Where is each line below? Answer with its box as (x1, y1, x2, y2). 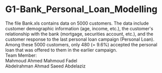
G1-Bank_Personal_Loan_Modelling (5, 4, 158, 15)
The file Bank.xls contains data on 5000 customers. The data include (5, 20, 149, 26)
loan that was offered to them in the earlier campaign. (5, 47, 117, 53)
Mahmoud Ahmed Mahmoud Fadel (5, 57, 77, 63)
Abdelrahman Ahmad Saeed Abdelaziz (5, 63, 86, 69)
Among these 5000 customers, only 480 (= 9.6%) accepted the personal (5, 41, 158, 47)
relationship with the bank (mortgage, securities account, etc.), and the (5, 31, 153, 37)
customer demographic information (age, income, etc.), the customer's (5, 25, 153, 31)
